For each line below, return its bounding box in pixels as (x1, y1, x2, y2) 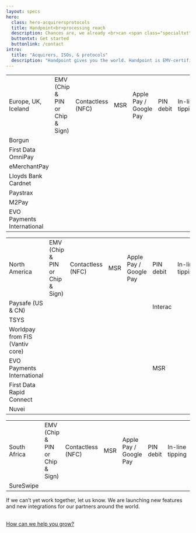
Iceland (9, 105, 29, 113)
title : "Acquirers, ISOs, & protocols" (11, 52, 108, 58)
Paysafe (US (9, 299, 43, 307)
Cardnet (9, 179, 32, 187)
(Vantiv (9, 340, 29, 348)
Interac (152, 302, 172, 310)
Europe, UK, (9, 97, 42, 105)
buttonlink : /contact (11, 41, 64, 47)
